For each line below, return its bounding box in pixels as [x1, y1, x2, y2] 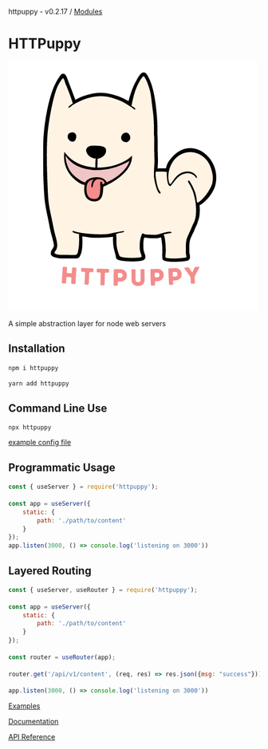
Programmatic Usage [8, 460, 116, 474]
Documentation [8, 717, 59, 727]
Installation [8, 342, 65, 356]
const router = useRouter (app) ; [8, 653, 116, 661]
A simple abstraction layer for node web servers [8, 318, 166, 328]
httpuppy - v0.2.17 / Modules [8, 7, 103, 16]
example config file [8, 438, 72, 447]
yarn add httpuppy [8, 379, 69, 388]
